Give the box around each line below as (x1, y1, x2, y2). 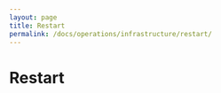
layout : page (9, 12, 58, 22)
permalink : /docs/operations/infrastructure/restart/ (9, 29, 213, 38)
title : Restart (9, 21, 66, 30)
